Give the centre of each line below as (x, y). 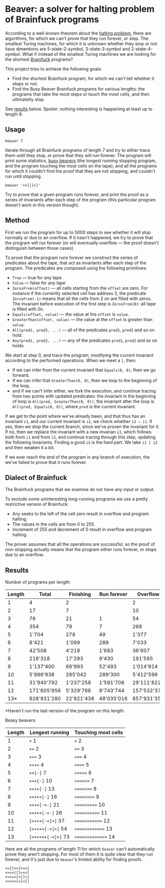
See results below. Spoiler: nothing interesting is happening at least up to (79, 109)
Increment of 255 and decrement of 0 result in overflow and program (82, 529)
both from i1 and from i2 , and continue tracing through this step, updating (81, 437)
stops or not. (25, 83)
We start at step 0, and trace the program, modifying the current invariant (79, 355)
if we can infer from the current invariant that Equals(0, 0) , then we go (84, 370)
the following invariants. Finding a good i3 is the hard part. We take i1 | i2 (82, 442)
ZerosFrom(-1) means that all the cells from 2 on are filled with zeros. (82, 298)
